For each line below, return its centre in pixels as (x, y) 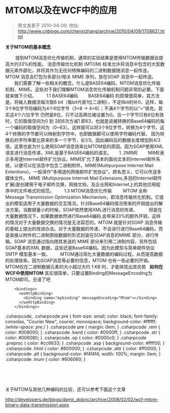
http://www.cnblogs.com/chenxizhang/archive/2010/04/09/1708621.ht (91, 31)
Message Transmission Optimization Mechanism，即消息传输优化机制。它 (82, 197)
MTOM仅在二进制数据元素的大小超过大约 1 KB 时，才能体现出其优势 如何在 (84, 267)
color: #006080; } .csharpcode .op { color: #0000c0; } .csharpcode (76, 337)
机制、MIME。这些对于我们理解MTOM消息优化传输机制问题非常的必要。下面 (85, 89)
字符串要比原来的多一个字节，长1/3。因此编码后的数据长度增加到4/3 (90, 140)
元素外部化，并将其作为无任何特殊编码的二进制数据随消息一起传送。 (80, 70)
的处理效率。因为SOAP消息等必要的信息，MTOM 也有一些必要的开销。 (79, 260)
